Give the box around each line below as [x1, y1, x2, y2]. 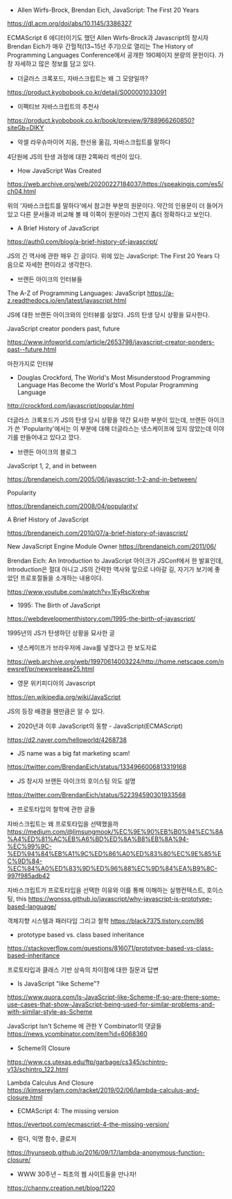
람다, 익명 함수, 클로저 [17, 1135, 77, 1142]
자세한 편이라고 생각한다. [25, 260, 93, 269]
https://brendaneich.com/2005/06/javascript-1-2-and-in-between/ [7, 475, 197, 483]
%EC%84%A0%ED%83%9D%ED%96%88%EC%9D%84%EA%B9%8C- [7, 864, 218, 872]
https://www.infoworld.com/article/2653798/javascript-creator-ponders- [7, 338, 215, 346]
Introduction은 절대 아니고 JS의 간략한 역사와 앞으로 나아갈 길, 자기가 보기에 [7, 565, 213, 574]
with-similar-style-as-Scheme [7, 1008, 93, 1015]
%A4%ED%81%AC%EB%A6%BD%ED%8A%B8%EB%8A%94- [7, 835, 189, 843]
